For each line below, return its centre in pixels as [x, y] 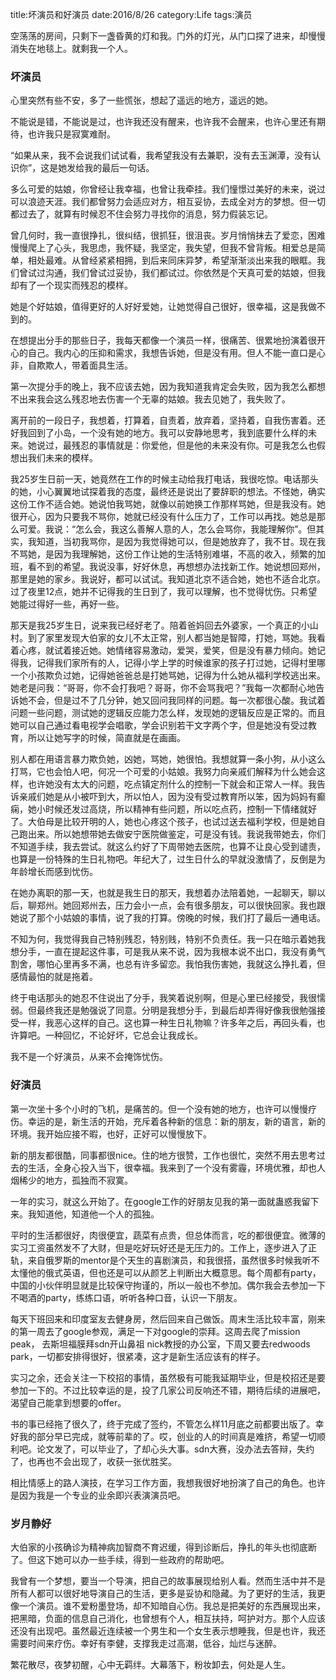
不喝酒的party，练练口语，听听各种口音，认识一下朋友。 [126, 1297]
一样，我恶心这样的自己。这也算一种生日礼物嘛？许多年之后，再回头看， [167, 1023]
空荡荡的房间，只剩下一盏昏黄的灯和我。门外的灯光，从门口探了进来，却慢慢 [168, 36]
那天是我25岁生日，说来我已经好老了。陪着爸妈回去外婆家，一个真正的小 [160, 625]
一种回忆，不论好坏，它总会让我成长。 [123, 1035]
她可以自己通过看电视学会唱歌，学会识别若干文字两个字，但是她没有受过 [159, 725]
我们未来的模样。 [62, 458]
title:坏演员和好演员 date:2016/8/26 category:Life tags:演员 [131, 14]
